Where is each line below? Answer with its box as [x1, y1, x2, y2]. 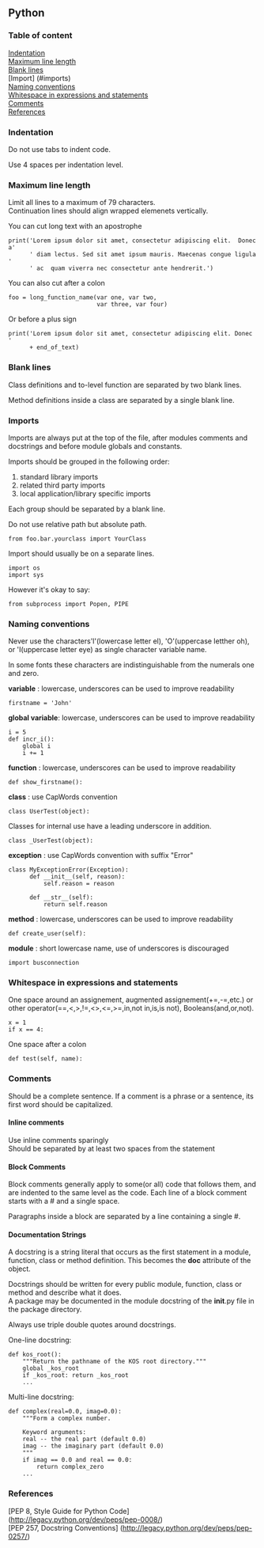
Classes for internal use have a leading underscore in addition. [8, 821, 212, 831]
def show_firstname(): [8, 779, 83, 787]
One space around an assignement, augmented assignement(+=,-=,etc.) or [8, 995, 254, 1004]
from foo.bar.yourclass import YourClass [8, 534, 147, 543]
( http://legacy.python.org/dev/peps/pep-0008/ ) [8, 1515, 164, 1524]
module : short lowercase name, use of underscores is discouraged [8, 943, 229, 953]
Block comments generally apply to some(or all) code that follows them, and [8, 1179, 257, 1189]
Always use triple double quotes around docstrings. [8, 1320, 176, 1330]
